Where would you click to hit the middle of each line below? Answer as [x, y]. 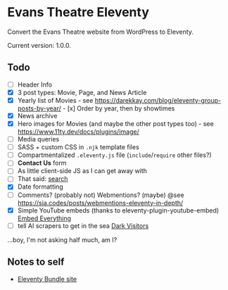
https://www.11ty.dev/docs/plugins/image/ [78, 132]
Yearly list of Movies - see [55, 100]
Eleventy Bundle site [47, 279]
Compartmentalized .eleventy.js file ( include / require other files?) [115, 155]
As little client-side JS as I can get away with [82, 171]
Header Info [35, 84]
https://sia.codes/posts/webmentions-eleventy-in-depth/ [100, 203]
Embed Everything [44, 218]
